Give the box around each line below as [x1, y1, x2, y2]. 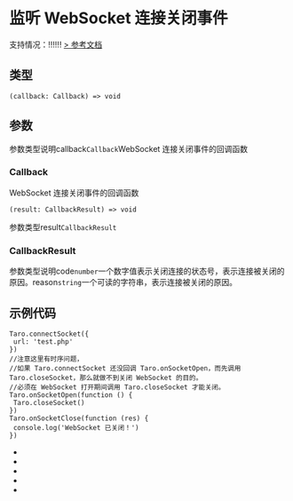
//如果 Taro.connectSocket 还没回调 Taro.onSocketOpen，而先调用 [9, 363, 242, 373]
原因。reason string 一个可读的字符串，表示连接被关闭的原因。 [9, 277, 238, 288]
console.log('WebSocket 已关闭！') [12, 423, 139, 432]
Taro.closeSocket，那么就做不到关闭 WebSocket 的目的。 [9, 373, 202, 382]
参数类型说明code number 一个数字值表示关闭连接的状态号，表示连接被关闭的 [9, 266, 286, 276]
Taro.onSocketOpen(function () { [9, 390, 133, 400]
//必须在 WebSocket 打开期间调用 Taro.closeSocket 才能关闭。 [9, 383, 226, 392]
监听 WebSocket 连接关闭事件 [9, 8, 228, 28]
